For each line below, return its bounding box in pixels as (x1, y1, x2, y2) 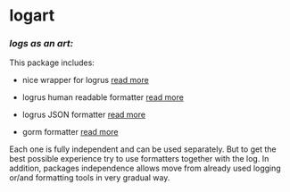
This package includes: (9, 57, 95, 68)
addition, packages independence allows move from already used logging (9, 163, 281, 174)
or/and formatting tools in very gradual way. (9, 172, 170, 183)
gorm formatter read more (21, 127, 119, 138)
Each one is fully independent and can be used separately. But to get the (9, 144, 277, 154)
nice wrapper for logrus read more (21, 75, 149, 86)
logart (9, 5, 55, 26)
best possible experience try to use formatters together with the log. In (9, 154, 269, 164)
